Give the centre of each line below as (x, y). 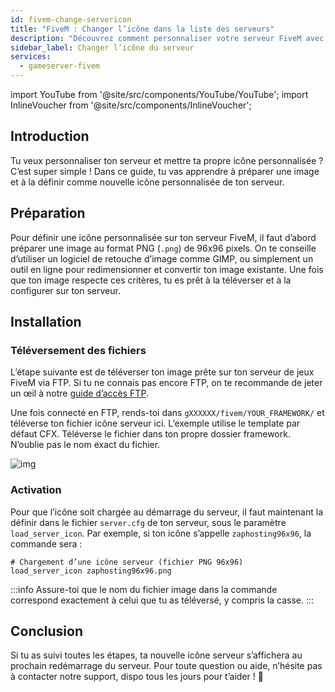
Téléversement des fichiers (78, 350)
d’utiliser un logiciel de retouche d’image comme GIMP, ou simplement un (162, 258)
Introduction (50, 136)
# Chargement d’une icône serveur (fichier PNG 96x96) (127, 562)
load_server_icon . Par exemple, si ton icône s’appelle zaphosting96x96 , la (161, 533)
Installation (46, 322)
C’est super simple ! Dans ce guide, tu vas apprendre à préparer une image (165, 171)
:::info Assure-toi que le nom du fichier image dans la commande (144, 589)
